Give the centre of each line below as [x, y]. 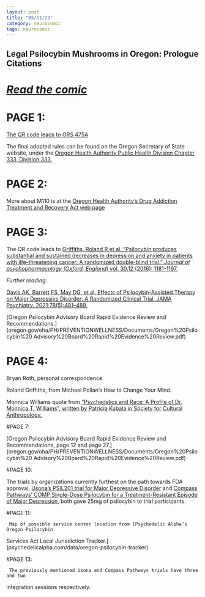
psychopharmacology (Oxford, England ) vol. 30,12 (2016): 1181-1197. [92, 268]
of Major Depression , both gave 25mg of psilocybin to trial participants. [96, 501]
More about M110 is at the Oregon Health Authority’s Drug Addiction [92, 201]
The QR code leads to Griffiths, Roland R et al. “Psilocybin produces [92, 249]
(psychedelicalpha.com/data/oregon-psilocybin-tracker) [77, 547]
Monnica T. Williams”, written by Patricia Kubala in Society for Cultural [95, 408]
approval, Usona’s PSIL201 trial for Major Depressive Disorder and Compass [102, 488]
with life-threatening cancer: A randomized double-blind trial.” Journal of [99, 262]
